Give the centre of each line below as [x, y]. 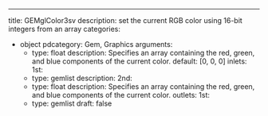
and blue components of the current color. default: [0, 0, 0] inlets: [139, 61]
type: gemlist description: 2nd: [82, 78]
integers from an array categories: [65, 29]
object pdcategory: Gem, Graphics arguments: [96, 44]
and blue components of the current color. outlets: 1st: [120, 95]
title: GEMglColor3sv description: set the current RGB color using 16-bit [126, 20]
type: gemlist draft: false [72, 103]
